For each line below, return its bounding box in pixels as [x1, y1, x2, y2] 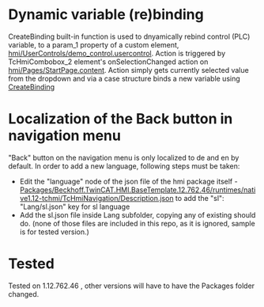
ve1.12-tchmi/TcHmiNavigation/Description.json [19, 193, 174, 203]
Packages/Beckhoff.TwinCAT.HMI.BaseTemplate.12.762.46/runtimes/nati [19, 184, 256, 195]
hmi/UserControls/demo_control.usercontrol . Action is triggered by [8, 48, 226, 58]
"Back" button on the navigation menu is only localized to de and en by [8, 153, 239, 162]
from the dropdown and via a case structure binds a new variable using [8, 74, 241, 83]
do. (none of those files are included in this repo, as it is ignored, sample [19, 218, 255, 228]
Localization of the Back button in [8, 110, 233, 128]
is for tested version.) [19, 227, 89, 237]
